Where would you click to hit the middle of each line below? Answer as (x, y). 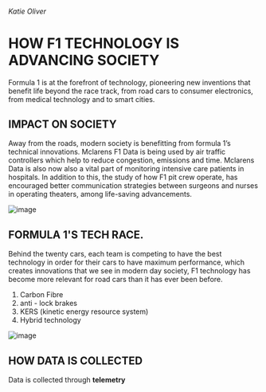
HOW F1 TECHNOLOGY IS (94, 43)
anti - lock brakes (49, 304)
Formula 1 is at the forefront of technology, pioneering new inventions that (129, 82)
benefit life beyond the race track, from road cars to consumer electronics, (131, 91)
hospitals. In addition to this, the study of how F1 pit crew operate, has (123, 177)
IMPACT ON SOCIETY (63, 124)
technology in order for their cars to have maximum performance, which (127, 262)
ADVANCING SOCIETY (84, 60)
